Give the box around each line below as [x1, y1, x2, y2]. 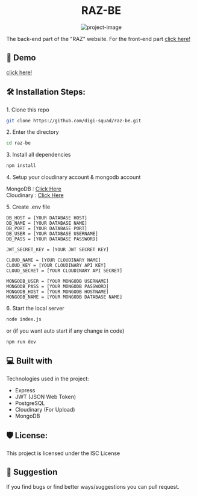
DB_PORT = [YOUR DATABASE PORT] [6, 225, 87, 232]
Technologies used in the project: [6, 375, 89, 382]
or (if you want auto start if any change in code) [6, 327, 125, 334]
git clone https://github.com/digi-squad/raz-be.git [6, 118, 142, 124]
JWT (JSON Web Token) [14, 393, 77, 400]
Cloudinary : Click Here [6, 192, 64, 199]
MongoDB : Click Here [6, 185, 61, 193]
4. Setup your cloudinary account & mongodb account [6, 174, 141, 181]
